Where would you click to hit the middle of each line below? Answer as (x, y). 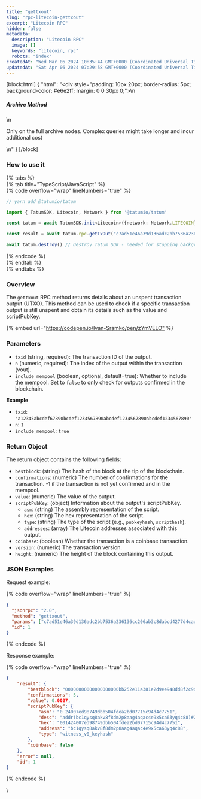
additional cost (25, 138)
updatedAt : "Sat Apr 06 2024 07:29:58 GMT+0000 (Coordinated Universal (97, 67)
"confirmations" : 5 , (53, 695)
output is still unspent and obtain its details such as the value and (87, 310)
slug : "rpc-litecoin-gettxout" (45, 17)
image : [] (24, 46)
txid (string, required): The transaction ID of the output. (83, 356)
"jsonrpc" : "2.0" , (35, 611)
